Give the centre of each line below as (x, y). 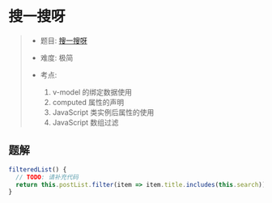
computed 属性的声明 (88, 102)
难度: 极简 (57, 57)
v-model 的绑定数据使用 (92, 92)
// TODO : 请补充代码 (47, 177)
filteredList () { (38, 169)
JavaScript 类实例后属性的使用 (103, 112)
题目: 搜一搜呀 (64, 40)
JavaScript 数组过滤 (85, 122)
